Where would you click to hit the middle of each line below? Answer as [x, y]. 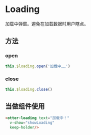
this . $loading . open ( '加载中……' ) [38, 66]
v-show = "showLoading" [32, 123]
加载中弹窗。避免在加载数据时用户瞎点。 [47, 24]
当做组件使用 [25, 106]
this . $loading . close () [29, 89]
